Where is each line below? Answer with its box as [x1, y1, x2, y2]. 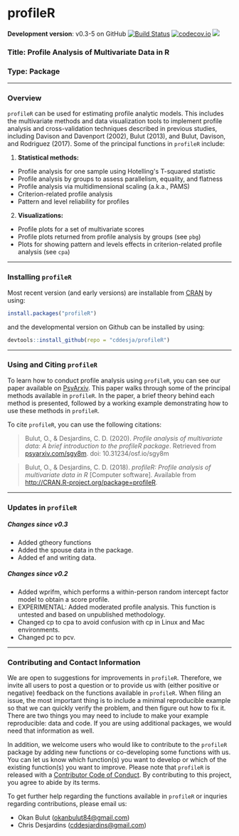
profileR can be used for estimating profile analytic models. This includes [7, 109, 224, 118]
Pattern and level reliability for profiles [17, 197, 129, 206]
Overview [7, 93, 42, 103]
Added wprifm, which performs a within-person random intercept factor [17, 587, 229, 596]
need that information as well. [7, 726, 95, 735]
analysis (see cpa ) [17, 248, 70, 256]
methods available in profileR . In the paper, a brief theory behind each [7, 391, 215, 399]
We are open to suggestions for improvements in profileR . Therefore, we [7, 673, 222, 681]
